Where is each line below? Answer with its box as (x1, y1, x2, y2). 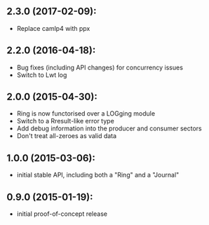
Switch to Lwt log (16, 70, 67, 79)
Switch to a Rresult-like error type (16, 117, 115, 125)
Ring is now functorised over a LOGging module (16, 109, 156, 118)
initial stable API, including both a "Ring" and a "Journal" (16, 171, 180, 179)
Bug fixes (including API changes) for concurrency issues (16, 63, 184, 71)
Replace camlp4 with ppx (16, 24, 90, 32)
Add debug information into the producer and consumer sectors (16, 124, 202, 132)
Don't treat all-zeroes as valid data (16, 132, 117, 140)
